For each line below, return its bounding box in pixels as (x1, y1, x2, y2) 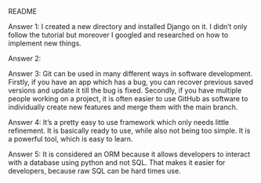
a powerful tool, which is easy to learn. (8, 134, 133, 144)
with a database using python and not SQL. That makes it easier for (8, 158, 226, 167)
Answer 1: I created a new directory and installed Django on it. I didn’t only (8, 22, 248, 31)
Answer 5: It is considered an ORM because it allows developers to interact (8, 149, 251, 159)
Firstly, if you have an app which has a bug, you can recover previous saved (8, 78, 253, 86)
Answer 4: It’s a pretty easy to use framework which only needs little (8, 118, 230, 126)
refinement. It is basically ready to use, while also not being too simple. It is (8, 126, 251, 135)
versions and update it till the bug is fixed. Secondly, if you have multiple (8, 86, 242, 95)
